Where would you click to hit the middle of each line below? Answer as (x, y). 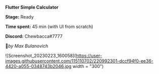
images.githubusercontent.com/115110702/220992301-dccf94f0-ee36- (79, 61)
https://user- (89, 55)
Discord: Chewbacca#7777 (34, 36)
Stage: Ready (19, 17)
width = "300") (88, 66)
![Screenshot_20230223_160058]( (41, 55)
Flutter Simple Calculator (32, 7)
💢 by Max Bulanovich (27, 46)
